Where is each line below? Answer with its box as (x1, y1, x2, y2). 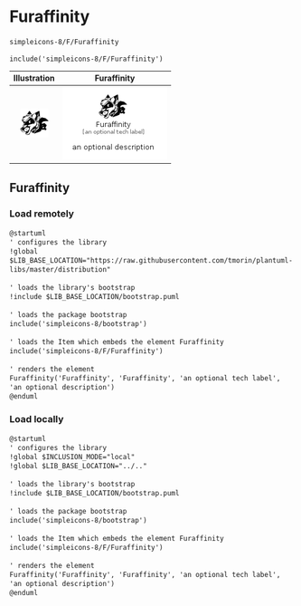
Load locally (9, 412, 64, 425)
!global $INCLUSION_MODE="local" (9, 453, 136, 462)
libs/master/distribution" (9, 265, 111, 274)
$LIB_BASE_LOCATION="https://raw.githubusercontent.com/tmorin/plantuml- (9, 255, 294, 265)
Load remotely (9, 207, 75, 219)
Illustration (13, 72, 56, 83)
